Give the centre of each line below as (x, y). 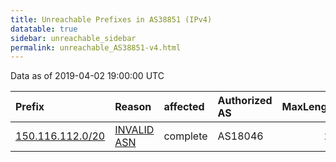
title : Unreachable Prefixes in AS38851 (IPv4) (111, 19)
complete (185, 136)
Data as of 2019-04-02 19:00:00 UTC (87, 76)
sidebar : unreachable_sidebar (73, 38)
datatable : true (44, 29)
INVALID (134, 130)
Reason (133, 107)
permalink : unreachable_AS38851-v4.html (96, 47)
